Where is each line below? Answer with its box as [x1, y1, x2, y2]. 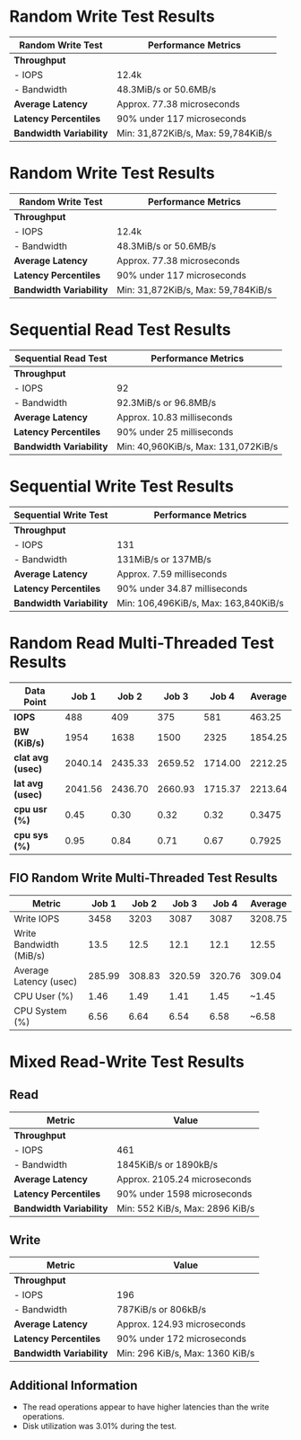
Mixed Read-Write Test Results [9, 1051, 245, 1072]
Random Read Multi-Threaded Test [9, 632, 275, 653]
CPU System [13, 1004, 67, 1017]
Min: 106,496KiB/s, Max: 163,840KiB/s [116, 596, 284, 609]
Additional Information [9, 1377, 138, 1393]
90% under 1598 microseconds [116, 1188, 253, 1200]
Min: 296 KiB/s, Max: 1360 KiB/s [116, 1347, 255, 1360]
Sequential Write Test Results [9, 476, 235, 496]
